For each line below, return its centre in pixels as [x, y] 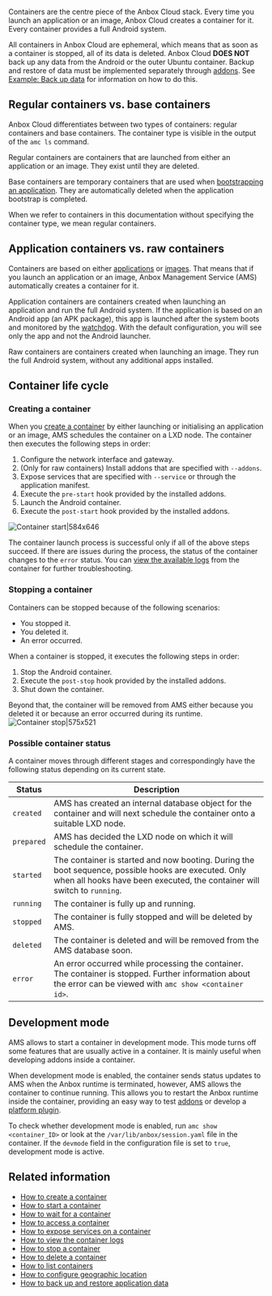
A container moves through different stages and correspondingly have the [132, 760]
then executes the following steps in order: [80, 444]
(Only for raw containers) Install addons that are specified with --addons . [141, 468]
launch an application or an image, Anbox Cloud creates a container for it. [131, 20]
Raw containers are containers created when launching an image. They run [134, 352]
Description [156, 789]
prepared [29, 841]
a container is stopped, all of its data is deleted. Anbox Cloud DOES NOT [129, 53]
